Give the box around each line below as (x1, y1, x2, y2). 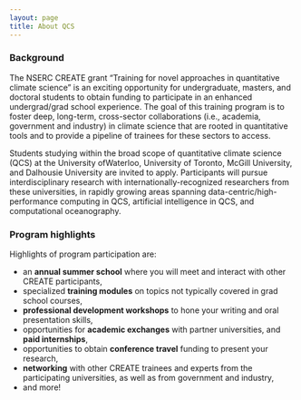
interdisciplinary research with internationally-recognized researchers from (9, 176, 290, 187)
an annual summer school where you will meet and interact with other (22, 267, 286, 278)
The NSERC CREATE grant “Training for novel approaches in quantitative (9, 72, 280, 83)
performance (9, 196, 59, 207)
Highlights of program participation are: (9, 249, 157, 259)
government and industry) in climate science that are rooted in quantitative (9, 120, 288, 132)
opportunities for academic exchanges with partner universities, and (22, 324, 281, 336)
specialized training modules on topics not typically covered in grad (22, 286, 278, 297)
